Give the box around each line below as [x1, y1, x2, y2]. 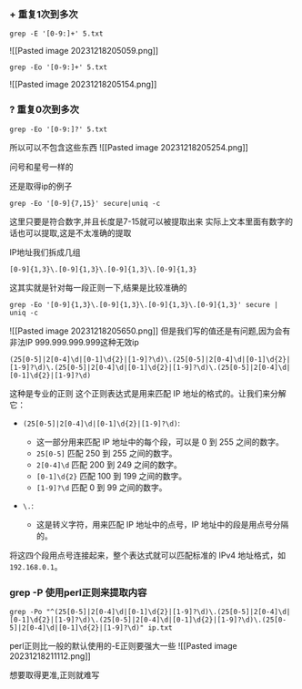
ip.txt [147, 622, 173, 632]
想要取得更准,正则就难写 [9, 669, 100, 680]
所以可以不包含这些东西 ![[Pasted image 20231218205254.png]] [9, 141, 248, 152]
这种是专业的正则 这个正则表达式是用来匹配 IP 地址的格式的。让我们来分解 [9, 387, 287, 398]
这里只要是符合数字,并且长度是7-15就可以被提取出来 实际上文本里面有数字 [9, 216, 286, 227]
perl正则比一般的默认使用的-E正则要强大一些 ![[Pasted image [9, 640, 238, 651]
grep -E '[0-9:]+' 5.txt [9, 29, 104, 38]
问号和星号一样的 [9, 161, 74, 172]
